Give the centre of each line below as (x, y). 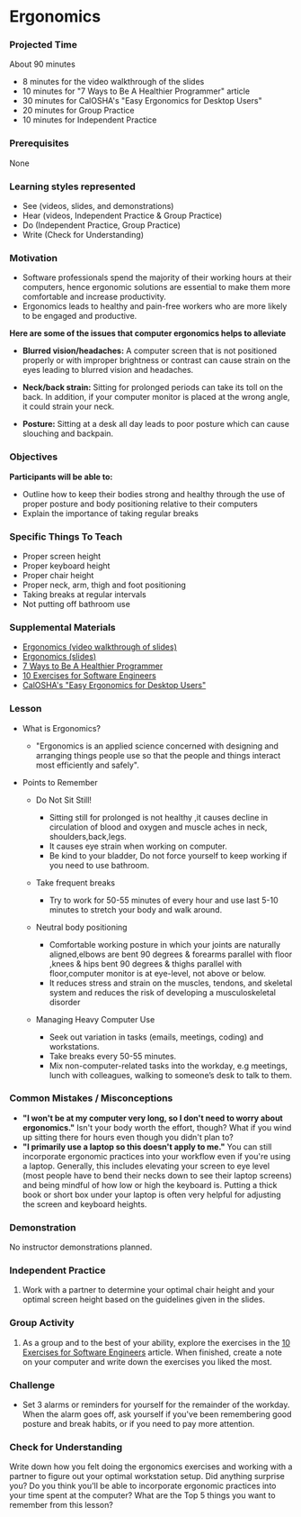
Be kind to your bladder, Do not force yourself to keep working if (168, 855)
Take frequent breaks (75, 882)
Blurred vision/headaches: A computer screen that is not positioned (149, 351)
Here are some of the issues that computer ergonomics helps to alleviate (148, 333)
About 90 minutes (43, 64)
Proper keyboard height (66, 566)
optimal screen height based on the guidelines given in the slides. (143, 1300)
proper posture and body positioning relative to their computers (140, 504)
